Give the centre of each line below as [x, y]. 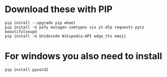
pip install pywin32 [27, 69]
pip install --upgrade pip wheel [40, 23]
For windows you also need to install [83, 56]
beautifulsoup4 [21, 31]
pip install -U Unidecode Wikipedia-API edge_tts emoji [65, 36]
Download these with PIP [59, 9]
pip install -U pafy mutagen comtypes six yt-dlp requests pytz [75, 27]
